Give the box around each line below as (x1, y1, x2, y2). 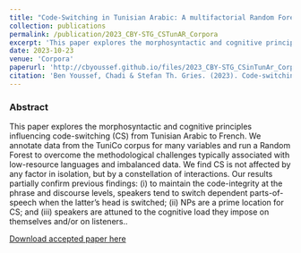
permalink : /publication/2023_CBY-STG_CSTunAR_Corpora (9, 30, 219, 38)
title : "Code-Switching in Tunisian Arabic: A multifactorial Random (9, 13, 275, 22)
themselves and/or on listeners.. (9, 216, 128, 227)
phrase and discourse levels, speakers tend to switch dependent (9, 188, 248, 198)
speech (9, 198, 38, 208)
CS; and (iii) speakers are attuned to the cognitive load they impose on (9, 207, 270, 217)
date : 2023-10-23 (9, 46, 74, 55)
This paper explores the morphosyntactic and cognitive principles (9, 122, 253, 132)
